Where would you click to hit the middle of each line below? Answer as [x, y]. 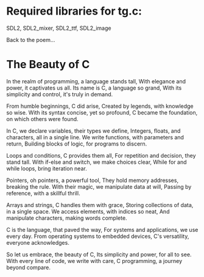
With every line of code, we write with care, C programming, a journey [94, 261]
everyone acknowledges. [38, 242]
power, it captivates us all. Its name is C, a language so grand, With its [94, 88]
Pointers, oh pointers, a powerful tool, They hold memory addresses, [92, 180]
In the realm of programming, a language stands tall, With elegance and [96, 81]
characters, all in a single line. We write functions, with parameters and [95, 137]
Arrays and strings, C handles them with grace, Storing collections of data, [100, 205]
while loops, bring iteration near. [47, 168]
